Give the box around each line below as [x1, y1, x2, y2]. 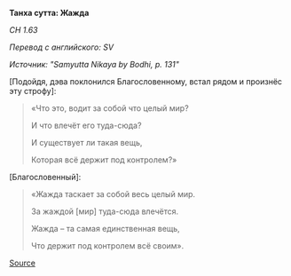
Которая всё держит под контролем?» [30, 154, 177, 165]
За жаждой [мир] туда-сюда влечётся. [30, 206, 179, 217]
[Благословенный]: [9, 172, 82, 182]
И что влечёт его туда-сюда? [30, 120, 142, 130]
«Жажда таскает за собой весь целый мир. [30, 189, 196, 199]
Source [9, 257, 35, 268]
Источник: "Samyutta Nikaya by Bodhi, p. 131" [9, 59, 180, 69]
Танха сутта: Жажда [9, 8, 90, 18]
